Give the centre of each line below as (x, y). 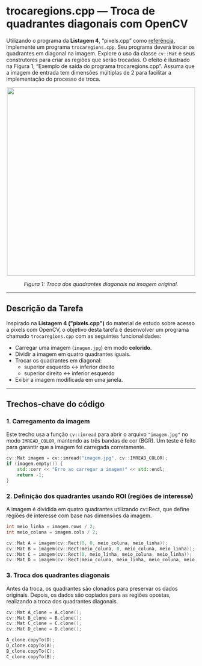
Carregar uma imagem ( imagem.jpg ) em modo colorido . (83, 347)
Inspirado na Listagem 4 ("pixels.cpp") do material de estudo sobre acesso (101, 323)
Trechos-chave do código (56, 404)
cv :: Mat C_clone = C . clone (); (44, 624)
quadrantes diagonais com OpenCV (97, 24)
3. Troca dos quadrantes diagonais (58, 575)
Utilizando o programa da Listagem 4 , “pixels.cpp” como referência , (91, 40)
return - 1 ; (31, 475)
